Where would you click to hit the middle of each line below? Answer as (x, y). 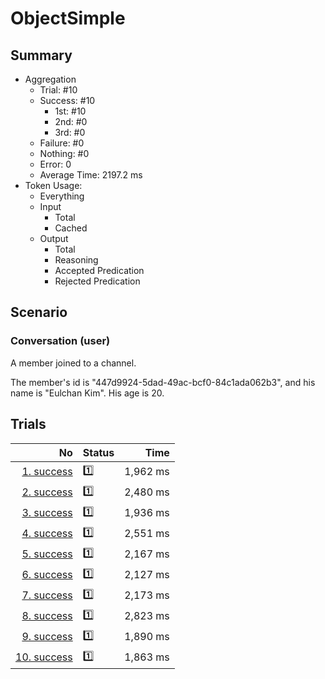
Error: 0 (55, 164)
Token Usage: (53, 185)
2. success (47, 492)
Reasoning (76, 260)
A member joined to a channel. (73, 363)
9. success (47, 636)
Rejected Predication (97, 281)
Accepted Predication (99, 270)
